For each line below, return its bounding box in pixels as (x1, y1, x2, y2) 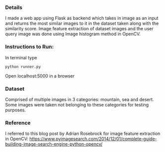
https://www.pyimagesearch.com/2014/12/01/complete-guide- (29, 136, 157, 142)
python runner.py (5, 64, 41, 69)
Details (5, 4, 23, 11)
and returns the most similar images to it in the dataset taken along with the (5, 20, 159, 26)
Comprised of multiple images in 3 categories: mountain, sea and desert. (5, 96, 154, 102)
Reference (5, 119, 31, 126)
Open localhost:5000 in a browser (5, 73, 75, 79)
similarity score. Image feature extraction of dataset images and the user (5, 26, 154, 32)
